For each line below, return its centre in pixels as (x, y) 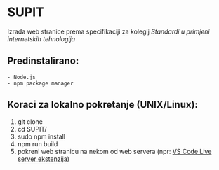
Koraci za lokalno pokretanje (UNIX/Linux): (103, 105)
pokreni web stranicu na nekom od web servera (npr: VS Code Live (114, 151)
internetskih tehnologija (41, 38)
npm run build (38, 143)
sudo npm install (41, 136)
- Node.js (22, 77)
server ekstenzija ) (44, 159)
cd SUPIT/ (32, 129)
